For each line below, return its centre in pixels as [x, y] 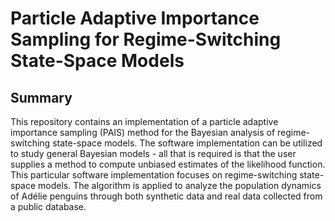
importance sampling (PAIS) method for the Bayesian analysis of [143, 132]
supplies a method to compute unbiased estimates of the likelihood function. [168, 164]
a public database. [48, 206]
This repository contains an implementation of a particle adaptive [144, 121]
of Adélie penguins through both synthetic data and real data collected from [166, 196]
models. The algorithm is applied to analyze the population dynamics [180, 185]
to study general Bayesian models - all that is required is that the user [153, 153]
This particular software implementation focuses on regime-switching [154, 175]
